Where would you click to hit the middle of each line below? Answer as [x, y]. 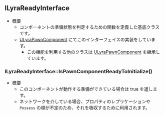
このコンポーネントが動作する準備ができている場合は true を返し [86, 89]
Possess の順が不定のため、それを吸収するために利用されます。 [85, 108]
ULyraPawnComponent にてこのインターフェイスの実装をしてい [85, 39]
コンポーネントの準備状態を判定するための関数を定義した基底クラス [89, 27]
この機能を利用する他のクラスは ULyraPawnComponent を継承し [93, 52]
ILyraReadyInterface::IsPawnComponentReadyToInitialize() [78, 71]
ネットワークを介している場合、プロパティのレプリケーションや [85, 102]
